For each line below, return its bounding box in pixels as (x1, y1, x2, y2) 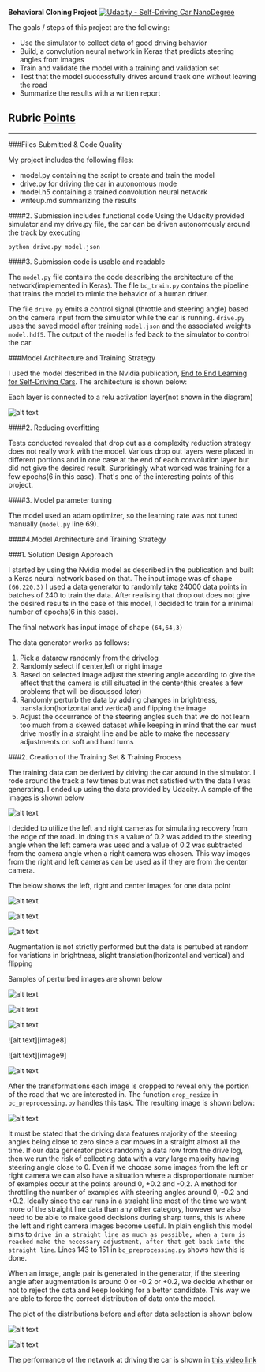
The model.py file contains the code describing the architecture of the (8, 272, 234, 281)
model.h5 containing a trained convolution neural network (19, 187, 207, 197)
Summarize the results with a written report (19, 89, 161, 98)
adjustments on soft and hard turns (19, 737, 134, 746)
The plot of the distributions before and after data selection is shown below (8, 1309, 252, 1318)
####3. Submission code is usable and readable (8, 257, 166, 266)
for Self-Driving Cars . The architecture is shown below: (8, 376, 188, 386)
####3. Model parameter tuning (8, 495, 113, 505)
